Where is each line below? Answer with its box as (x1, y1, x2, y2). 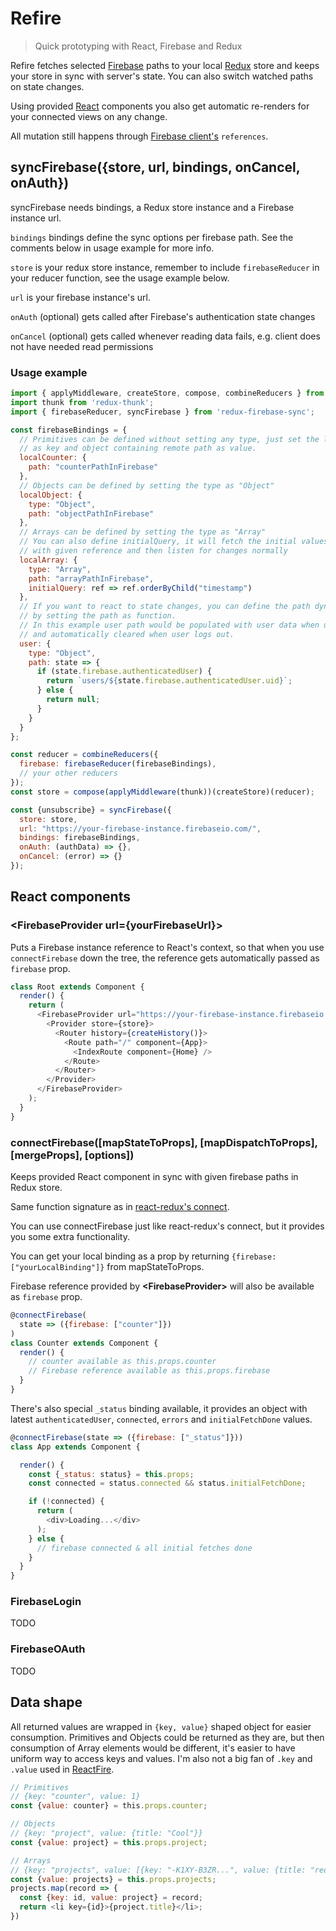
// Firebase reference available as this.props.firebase (28, 1366, 271, 1376)
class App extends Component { (10, 1442, 141, 1452)
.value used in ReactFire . (10, 1763, 115, 1775)
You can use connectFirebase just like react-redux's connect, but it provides (10, 1220, 325, 1232)
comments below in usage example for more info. (10, 242, 215, 254)
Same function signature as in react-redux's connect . (10, 1201, 230, 1213)
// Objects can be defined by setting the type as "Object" (19, 480, 275, 491)
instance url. (10, 212, 62, 224)
